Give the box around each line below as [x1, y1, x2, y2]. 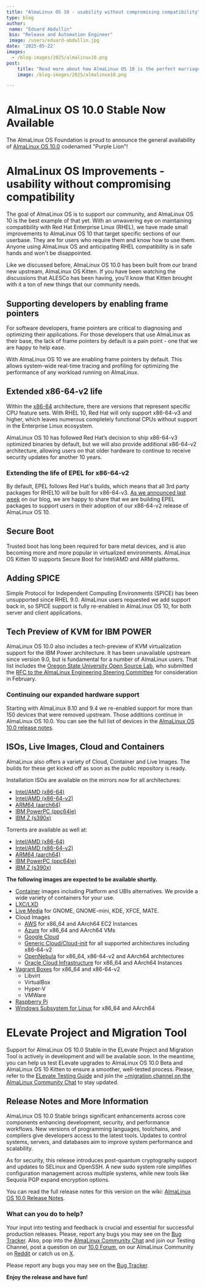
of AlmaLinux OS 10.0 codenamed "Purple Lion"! [6, 143, 128, 150]
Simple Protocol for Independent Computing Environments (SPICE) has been [6, 589, 198, 597]
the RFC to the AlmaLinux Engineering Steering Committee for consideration [6, 669, 198, 676]
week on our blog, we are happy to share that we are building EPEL [6, 496, 175, 503]
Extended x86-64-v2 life [6, 386, 103, 397]
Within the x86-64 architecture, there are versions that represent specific [6, 402, 191, 410]
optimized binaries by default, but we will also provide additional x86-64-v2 [6, 440, 197, 448]
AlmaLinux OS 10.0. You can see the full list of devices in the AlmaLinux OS [6, 717, 195, 725]
